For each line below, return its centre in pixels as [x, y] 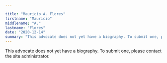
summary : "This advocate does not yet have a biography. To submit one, [82, 37]
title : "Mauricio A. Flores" [35, 14]
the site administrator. [27, 56]
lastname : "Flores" [25, 28]
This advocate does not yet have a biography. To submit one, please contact [83, 51]
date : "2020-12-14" [25, 32]
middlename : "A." [23, 23]
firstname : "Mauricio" [29, 18]
